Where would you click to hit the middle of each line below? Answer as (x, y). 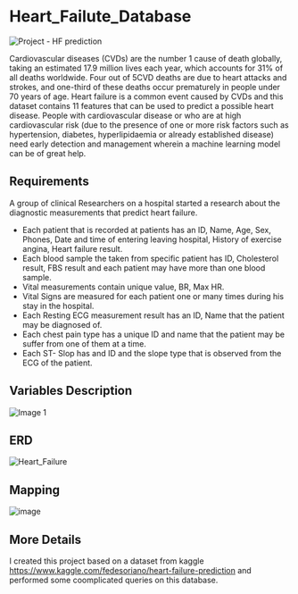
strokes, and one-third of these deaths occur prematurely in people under (145, 87)
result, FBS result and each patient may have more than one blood (144, 268)
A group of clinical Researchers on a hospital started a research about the (145, 203)
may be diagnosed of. (62, 324)
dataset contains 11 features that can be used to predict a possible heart (141, 105)
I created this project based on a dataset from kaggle (107, 561)
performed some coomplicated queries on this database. (114, 580)
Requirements (49, 182)
